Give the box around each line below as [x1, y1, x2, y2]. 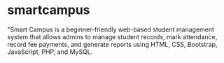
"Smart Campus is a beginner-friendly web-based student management [7, 25, 215, 34]
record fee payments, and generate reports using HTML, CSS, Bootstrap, [7, 40, 218, 48]
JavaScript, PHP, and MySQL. [7, 48, 93, 56]
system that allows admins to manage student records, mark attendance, [7, 32, 218, 41]
